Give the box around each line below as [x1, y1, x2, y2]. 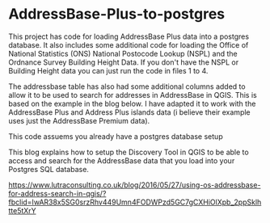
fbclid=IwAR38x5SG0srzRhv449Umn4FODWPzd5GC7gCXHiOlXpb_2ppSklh [8, 197, 262, 207]
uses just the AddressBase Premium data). [8, 116, 150, 125]
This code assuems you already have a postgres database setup [8, 131, 224, 141]
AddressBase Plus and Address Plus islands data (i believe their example [8, 107, 251, 117]
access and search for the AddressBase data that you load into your [8, 155, 235, 166]
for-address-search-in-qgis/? [8, 188, 107, 198]
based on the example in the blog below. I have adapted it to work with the [8, 99, 256, 108]
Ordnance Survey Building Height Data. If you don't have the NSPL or [8, 57, 239, 67]
